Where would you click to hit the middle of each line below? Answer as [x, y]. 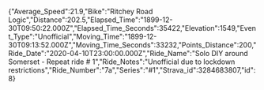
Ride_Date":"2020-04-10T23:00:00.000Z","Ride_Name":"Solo [109, 53]
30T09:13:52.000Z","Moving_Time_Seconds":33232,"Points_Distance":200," [132, 45]
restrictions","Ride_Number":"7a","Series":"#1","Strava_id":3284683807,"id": [132, 70]
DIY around [230, 53]
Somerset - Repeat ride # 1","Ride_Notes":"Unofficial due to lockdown [122, 62]
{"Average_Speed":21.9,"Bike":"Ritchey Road [81, 11]
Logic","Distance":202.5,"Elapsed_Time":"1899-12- [91, 20]
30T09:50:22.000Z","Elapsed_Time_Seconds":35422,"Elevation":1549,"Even [132, 28]
